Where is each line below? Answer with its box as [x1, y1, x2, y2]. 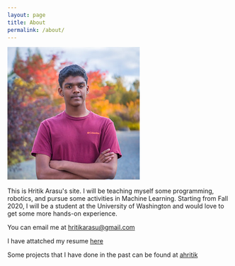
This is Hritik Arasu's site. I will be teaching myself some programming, [7, 187, 214, 195]
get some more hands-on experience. [7, 209, 118, 218]
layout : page [7, 11, 46, 18]
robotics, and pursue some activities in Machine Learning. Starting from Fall [7, 194, 229, 203]
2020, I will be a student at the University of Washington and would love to [7, 202, 224, 211]
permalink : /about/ [7, 26, 65, 33]
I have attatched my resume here [7, 237, 104, 245]
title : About [7, 18, 46, 26]
